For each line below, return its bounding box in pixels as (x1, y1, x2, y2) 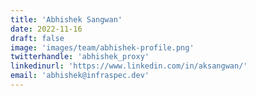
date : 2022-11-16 (10, 24, 83, 34)
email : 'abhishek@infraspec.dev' (10, 71, 150, 81)
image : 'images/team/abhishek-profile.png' (10, 42, 195, 53)
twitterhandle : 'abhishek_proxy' (10, 52, 150, 62)
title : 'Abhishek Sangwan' (10, 14, 123, 25)
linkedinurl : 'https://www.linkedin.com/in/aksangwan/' (10, 61, 248, 71)
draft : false (10, 33, 65, 43)
